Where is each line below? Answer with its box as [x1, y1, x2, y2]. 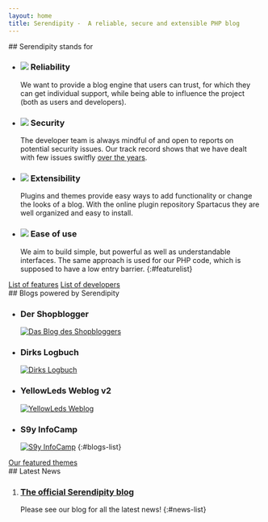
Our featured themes [8, 457, 78, 467]
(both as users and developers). [19, 97, 127, 106]
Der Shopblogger [19, 308, 89, 319]
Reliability [30, 61, 71, 73]
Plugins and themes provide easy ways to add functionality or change [19, 191, 253, 201]
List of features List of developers [8, 279, 121, 289]
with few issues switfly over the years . [19, 152, 148, 162]
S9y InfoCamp [19, 424, 78, 435]
